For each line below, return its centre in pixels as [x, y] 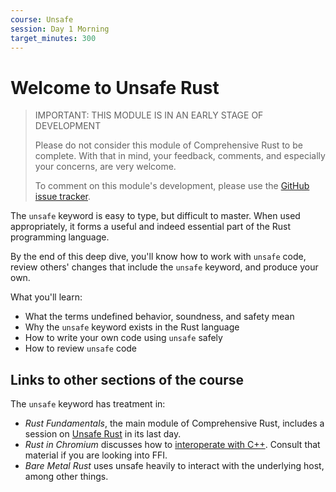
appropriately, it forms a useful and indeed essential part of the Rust [151, 227]
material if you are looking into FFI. [96, 455]
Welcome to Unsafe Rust [115, 87]
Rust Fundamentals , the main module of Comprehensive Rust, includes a [174, 423]
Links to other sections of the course [127, 379]
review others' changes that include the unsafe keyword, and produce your [164, 267]
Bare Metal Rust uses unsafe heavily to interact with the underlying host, [174, 466]
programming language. [60, 237]
